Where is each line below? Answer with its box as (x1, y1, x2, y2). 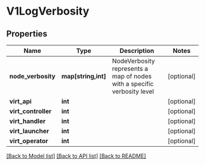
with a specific (112, 80, 154, 88)
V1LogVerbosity (6, 4, 90, 18)
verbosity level (112, 87, 154, 96)
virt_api (9, 97, 32, 105)
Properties (6, 29, 48, 39)
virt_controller (9, 107, 52, 115)
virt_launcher (9, 127, 49, 135)
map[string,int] (61, 72, 107, 80)
